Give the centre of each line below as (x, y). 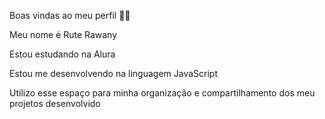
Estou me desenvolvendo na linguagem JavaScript (113, 73)
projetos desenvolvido (55, 103)
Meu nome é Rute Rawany (63, 34)
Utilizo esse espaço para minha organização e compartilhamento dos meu (162, 93)
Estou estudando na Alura (62, 54)
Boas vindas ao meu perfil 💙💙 (70, 15)
